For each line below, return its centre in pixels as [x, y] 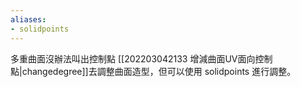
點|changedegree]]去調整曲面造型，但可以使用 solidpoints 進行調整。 [153, 71]
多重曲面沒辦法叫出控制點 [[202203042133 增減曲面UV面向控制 [141, 58]
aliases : [28, 19]
